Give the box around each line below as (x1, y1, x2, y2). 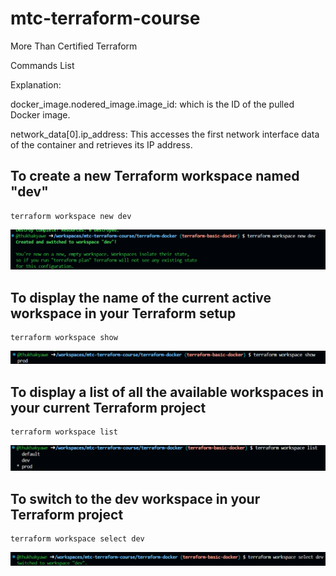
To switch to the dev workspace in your (10, 490, 261, 507)
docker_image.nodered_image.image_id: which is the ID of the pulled (10, 98, 295, 110)
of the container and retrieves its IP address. (10, 138, 193, 151)
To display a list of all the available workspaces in (10, 383, 324, 401)
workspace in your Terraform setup (10, 305, 237, 322)
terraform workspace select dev (10, 534, 145, 544)
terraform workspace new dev (10, 211, 132, 221)
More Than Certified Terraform (10, 40, 138, 52)
